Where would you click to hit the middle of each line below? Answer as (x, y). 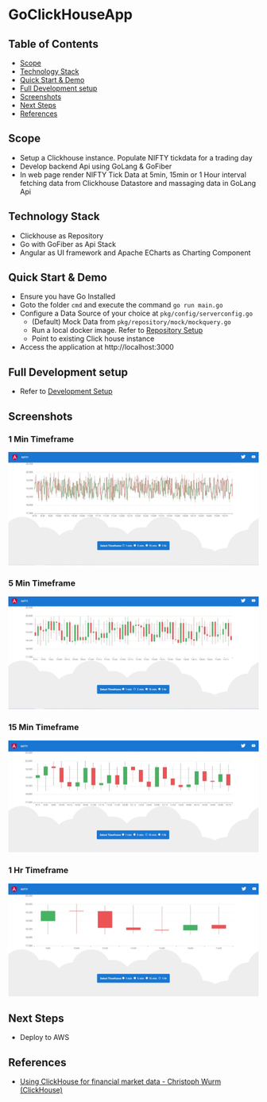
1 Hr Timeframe (39, 870)
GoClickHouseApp (70, 15)
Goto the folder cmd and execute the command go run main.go (121, 305)
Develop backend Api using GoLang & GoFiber (96, 166)
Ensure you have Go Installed (68, 296)
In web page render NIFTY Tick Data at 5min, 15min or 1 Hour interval (133, 174)
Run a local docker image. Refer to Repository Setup (117, 331)
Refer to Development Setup (66, 392)
